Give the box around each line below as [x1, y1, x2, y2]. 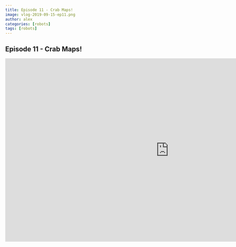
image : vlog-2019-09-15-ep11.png [5, 12, 76, 17]
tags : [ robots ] [5, 26, 37, 31]
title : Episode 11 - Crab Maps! [5, 7, 73, 13]
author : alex [5, 17, 33, 22]
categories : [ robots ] [5, 21, 51, 27]
